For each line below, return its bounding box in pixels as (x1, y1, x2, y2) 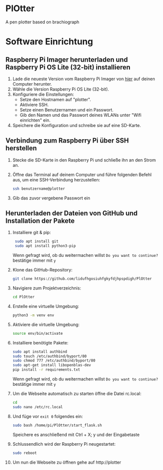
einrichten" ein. (19, 117, 50, 123)
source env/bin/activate (12, 331, 63, 336)
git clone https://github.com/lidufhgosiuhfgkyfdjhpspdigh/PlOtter (12, 276, 152, 281)
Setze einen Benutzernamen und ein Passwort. (19, 107, 114, 112)
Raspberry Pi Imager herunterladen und (5, 55, 128, 64)
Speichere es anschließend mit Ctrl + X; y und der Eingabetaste (12, 432, 140, 437)
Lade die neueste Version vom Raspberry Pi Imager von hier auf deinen (12, 76, 155, 82)
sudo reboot (12, 451, 37, 455)
